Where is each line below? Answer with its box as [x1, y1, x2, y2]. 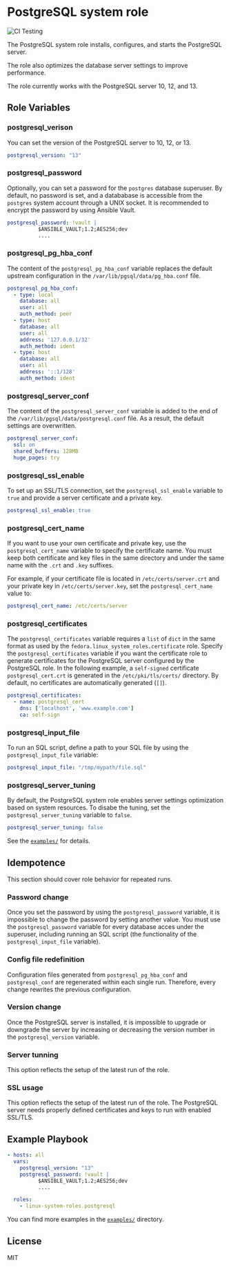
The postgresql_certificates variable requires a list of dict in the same [7, 635, 216, 643]
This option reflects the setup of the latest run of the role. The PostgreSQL [7, 1098, 219, 1107]
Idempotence [7, 856, 66, 868]
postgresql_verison [7, 122, 74, 132]
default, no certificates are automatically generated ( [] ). [7, 679, 167, 687]
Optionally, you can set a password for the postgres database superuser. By [7, 184, 223, 192]
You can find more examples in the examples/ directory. [7, 1215, 164, 1223]
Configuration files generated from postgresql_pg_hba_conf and [7, 970, 188, 979]
